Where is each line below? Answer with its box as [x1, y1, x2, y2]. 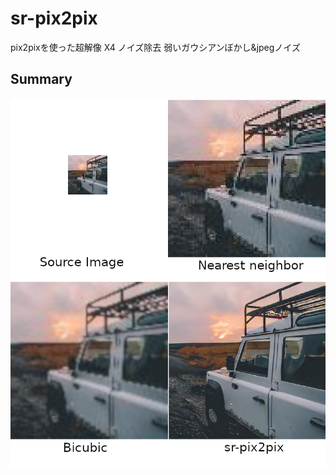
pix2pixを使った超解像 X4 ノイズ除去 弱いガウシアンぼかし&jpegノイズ [10, 41, 301, 53]
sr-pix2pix [10, 7, 98, 30]
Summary [10, 71, 73, 88]
